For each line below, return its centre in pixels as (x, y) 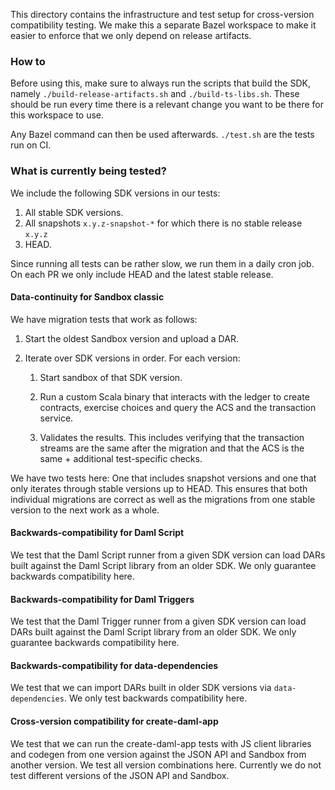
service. (56, 418)
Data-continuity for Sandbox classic (87, 297)
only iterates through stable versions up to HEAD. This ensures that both (159, 488)
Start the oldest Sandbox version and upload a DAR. (131, 338)
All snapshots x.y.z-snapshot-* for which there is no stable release (163, 223)
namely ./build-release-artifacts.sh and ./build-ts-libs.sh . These (155, 94)
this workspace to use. (57, 115)
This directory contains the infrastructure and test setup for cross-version (162, 14)
